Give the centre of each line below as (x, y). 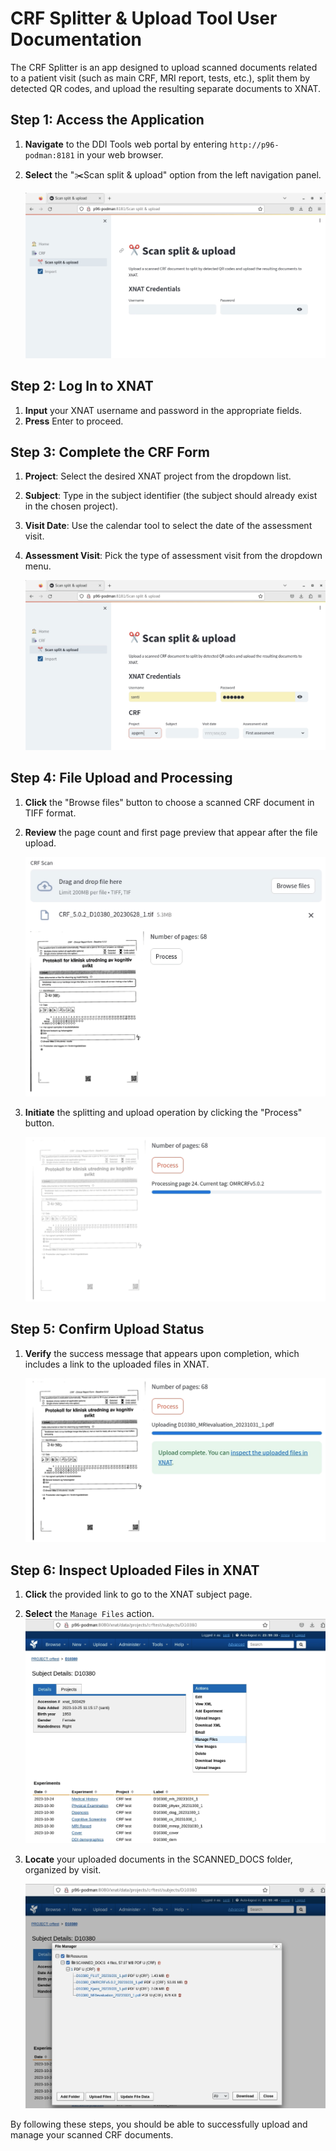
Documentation (76, 39)
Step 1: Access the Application (107, 120)
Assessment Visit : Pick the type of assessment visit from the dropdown (173, 556)
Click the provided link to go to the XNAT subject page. (138, 1594)
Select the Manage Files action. (89, 1613)
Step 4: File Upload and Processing (121, 778)
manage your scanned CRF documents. (92, 2135)
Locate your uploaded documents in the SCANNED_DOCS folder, (158, 1859)
